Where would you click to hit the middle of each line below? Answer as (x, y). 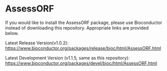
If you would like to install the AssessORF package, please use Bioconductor (84, 22)
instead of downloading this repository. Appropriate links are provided (77, 27)
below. (12, 33)
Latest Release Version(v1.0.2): (37, 42)
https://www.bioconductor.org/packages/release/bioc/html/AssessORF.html (83, 48)
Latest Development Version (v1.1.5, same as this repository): (67, 57)
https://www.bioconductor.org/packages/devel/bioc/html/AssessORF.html (81, 63)
